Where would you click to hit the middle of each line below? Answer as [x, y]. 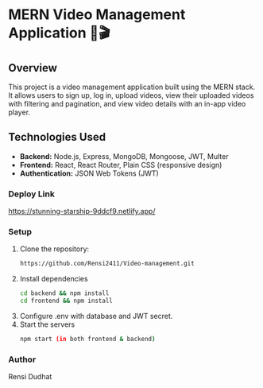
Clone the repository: [54, 249]
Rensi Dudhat [30, 377]
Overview [33, 68]
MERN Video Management [97, 15]
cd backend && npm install [64, 293]
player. [19, 112]
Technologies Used [57, 137]
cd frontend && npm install [66, 301]
